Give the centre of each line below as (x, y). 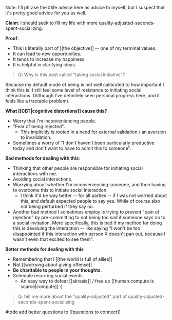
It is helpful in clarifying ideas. (44, 65)
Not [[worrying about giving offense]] (52, 265)
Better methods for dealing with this (44, 249)
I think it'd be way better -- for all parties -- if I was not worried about (94, 195)
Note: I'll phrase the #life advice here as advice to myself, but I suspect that (85, 7)
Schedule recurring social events (48, 275)
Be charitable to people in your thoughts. (57, 270)
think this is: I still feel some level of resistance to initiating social (73, 90)
